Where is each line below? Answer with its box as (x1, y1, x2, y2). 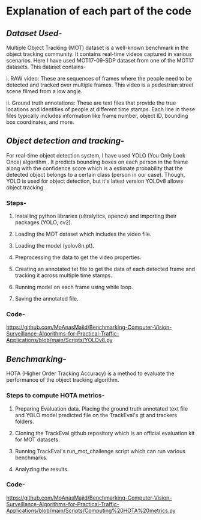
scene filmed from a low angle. (6, 88, 83, 94)
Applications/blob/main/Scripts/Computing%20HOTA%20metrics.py (6, 507, 176, 514)
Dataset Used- (6, 28, 62, 38)
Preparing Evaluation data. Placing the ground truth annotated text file (14, 405, 188, 412)
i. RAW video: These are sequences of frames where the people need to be (6, 75, 192, 82)
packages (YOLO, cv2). (14, 219, 73, 226)
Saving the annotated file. (14, 295, 79, 302)
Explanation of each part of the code (6, 4, 192, 18)
